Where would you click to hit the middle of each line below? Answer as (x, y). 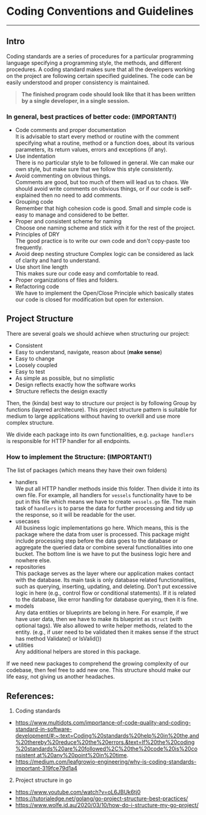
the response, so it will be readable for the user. (75, 515)
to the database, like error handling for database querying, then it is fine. (107, 600)
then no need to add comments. (82, 195)
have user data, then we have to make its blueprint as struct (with (99, 619)
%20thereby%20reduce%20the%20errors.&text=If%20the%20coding (105, 742)
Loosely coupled (36, 365)
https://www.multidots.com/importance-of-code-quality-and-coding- (103, 722)
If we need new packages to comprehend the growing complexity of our (97, 663)
